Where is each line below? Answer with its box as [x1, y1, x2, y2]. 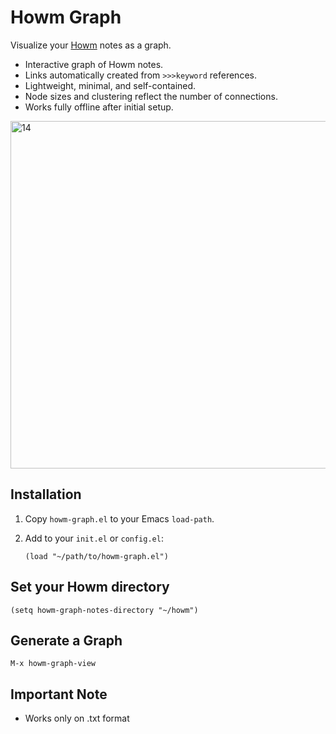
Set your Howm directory [10, 579, 170, 596]
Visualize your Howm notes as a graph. [10, 39, 172, 51]
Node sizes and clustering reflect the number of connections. [24, 90, 278, 102]
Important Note [10, 686, 108, 703]
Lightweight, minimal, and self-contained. [24, 79, 197, 91]
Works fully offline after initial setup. [24, 101, 174, 113]
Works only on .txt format [24, 712, 130, 725]
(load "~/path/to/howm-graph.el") [24, 551, 169, 561]
